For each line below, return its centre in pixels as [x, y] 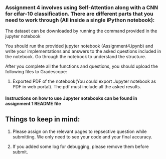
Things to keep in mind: [43, 119]
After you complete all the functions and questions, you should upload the [81, 66]
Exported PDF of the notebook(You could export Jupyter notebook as [84, 81]
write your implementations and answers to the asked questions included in [83, 51]
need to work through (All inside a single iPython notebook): [80, 20]
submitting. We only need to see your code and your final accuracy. [82, 136]
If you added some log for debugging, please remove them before [80, 146]
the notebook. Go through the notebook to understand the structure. [76, 57]
